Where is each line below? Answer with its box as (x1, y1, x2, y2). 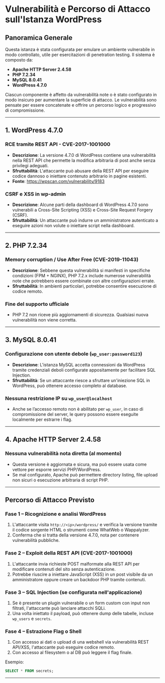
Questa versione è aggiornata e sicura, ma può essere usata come (12, 461, 147, 467)
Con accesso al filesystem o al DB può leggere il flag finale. (12, 650, 133, 655)
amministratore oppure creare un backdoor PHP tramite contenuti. (12, 576, 146, 582)
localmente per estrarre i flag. (12, 416, 73, 422)
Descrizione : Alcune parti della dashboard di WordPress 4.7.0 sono (12, 202, 149, 208)
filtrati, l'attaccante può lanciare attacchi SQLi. (12, 605, 106, 611)
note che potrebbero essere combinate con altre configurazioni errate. (12, 278, 155, 284)
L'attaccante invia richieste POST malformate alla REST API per (12, 561, 140, 566)
